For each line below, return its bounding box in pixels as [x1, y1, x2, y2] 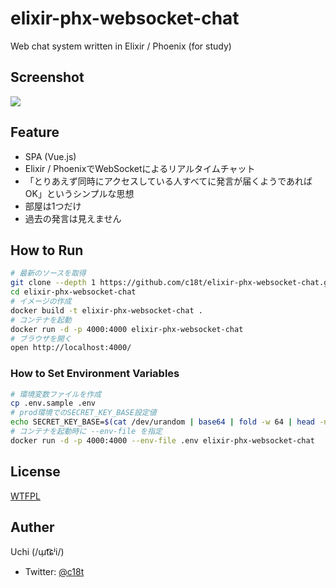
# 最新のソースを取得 [10, 268, 87, 279]
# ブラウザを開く [10, 333, 72, 344]
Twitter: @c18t [24, 566, 85, 578]
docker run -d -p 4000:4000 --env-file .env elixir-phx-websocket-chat [10, 435, 315, 446]
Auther [10, 519, 55, 536]
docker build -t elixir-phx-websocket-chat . [10, 305, 203, 316]
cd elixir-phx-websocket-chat [10, 287, 137, 297]
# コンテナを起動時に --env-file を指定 [10, 427, 163, 437]
